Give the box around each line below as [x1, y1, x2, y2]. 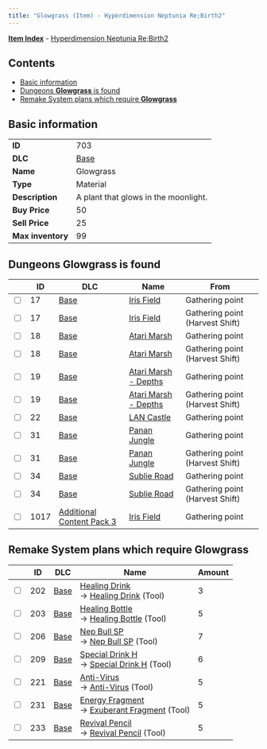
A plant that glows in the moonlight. [75, 192, 208, 203]
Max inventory [12, 231, 69, 242]
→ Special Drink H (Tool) [79, 658, 172, 669]
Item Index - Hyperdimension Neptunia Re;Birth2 [8, 33, 168, 43]
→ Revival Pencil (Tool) [79, 727, 166, 738]
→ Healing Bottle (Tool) [79, 613, 167, 624]
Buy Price [12, 204, 50, 215]
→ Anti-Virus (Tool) [79, 681, 153, 693]
